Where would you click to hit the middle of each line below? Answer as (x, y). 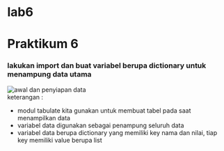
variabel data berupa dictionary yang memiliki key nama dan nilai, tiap (117, 132)
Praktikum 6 (43, 44)
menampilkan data (44, 118)
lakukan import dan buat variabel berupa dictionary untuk (107, 65)
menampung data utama (49, 74)
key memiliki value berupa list (59, 140)
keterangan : (25, 97)
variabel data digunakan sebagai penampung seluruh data (101, 125)
